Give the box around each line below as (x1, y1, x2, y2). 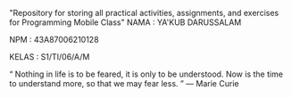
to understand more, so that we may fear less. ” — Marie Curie (9, 78, 239, 88)
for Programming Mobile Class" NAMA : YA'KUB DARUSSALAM (9, 17, 242, 28)
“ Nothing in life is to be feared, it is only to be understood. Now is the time (9, 69, 284, 79)
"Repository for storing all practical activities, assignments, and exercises (9, 8, 279, 18)
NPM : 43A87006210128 (9, 35, 100, 45)
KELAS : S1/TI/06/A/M (9, 52, 90, 61)
